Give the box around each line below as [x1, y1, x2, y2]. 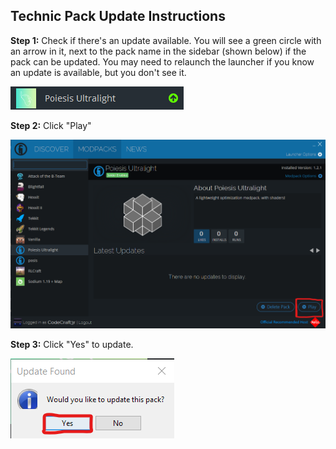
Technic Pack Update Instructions [10, 8, 226, 25]
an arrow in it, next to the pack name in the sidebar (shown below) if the [10, 45, 307, 57]
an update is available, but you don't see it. [10, 66, 187, 78]
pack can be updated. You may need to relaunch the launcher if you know [10, 55, 315, 68]
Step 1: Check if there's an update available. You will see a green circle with [10, 34, 322, 46]
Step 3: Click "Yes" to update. [10, 339, 134, 351]
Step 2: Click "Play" [10, 119, 92, 131]
